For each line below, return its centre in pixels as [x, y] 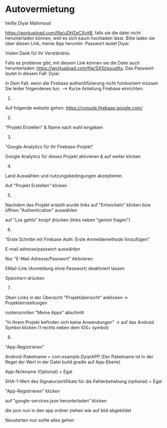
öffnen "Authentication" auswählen [41, 210]
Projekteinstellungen [26, 303]
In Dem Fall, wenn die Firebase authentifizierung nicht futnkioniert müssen [82, 83]
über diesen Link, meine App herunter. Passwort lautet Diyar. [67, 43]
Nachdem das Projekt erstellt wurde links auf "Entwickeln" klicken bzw [78, 205]
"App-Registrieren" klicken [32, 391]
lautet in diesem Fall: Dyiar [32, 73]
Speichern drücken [25, 278]
